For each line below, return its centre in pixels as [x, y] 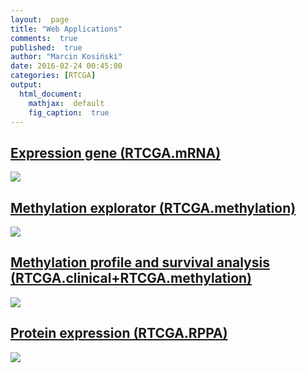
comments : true [44, 38]
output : [26, 85]
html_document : [51, 94]
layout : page [40, 19]
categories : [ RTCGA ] [53, 76]
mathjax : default [66, 103]
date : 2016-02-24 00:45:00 [66, 66]
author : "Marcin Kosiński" [66, 57]
